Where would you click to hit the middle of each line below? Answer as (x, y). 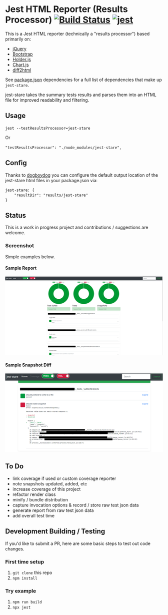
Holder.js (21, 59)
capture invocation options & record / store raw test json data (75, 505)
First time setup (25, 561)
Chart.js (20, 65)
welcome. (15, 233)
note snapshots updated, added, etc (50, 483)
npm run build (27, 602)
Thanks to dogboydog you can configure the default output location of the (82, 175)
